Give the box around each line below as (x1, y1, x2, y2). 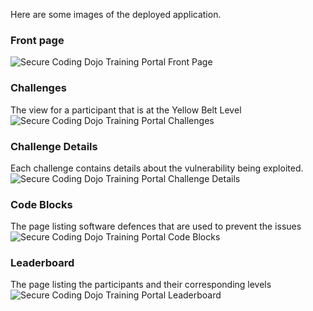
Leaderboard (10, 256, 75, 270)
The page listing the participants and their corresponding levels (10, 279, 272, 291)
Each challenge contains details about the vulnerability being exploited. (10, 162, 304, 174)
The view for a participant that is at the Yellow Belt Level (10, 104, 242, 116)
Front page (10, 33, 65, 47)
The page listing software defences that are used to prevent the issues (10, 220, 302, 233)
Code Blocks (10, 197, 73, 211)
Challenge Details (10, 139, 98, 153)
